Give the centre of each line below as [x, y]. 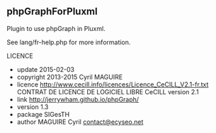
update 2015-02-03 [46, 69]
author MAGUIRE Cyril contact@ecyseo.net [80, 122]
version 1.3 [33, 107]
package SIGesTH [43, 114]
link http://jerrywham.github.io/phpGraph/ [78, 99]
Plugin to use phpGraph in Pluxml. [56, 28]
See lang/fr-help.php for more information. [69, 42]
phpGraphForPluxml [52, 12]
